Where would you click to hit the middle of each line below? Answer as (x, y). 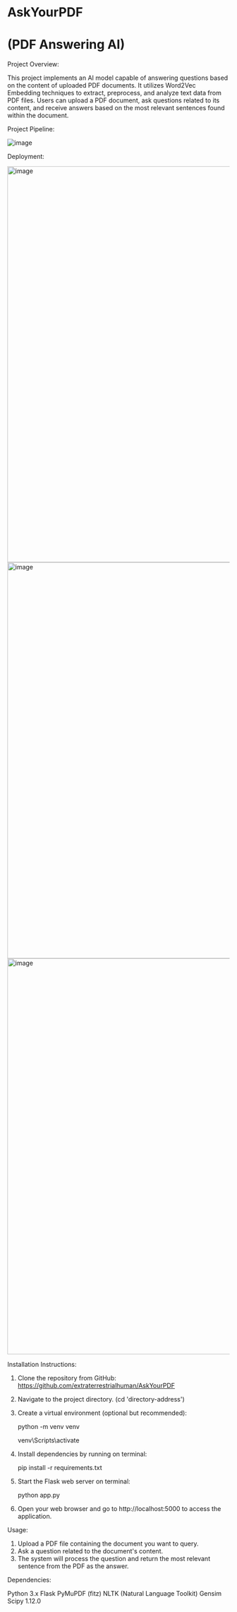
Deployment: (26, 157)
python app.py (38, 1495)
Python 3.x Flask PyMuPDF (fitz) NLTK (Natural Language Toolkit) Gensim (115, 1594)
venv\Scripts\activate (48, 1440)
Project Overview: (34, 64)
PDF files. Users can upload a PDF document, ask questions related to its (114, 100)
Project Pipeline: (31, 129)
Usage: (18, 1530)
